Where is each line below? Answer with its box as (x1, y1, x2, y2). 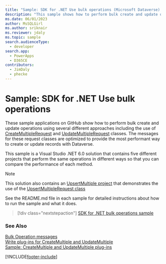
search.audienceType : (5, 40, 50, 45)
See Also (5, 222, 27, 229)
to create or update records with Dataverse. (5, 141, 94, 147)
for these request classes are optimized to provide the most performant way (5, 136, 161, 142)
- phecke (9, 72, 28, 77)
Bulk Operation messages (5, 234, 58, 240)
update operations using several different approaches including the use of (5, 125, 156, 131)
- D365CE (9, 58, 28, 63)
